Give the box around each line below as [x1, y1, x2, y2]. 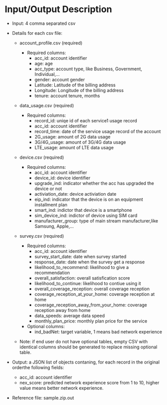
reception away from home [34, 307, 91, 313]
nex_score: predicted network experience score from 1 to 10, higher [19, 379, 159, 385]
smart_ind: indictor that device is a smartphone [34, 207, 132, 213]
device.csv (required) [19, 154, 64, 160]
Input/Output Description [5, 4, 112, 15]
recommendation [34, 269, 70, 276]
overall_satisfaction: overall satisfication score [34, 275, 130, 281]
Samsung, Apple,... [34, 223, 74, 229]
